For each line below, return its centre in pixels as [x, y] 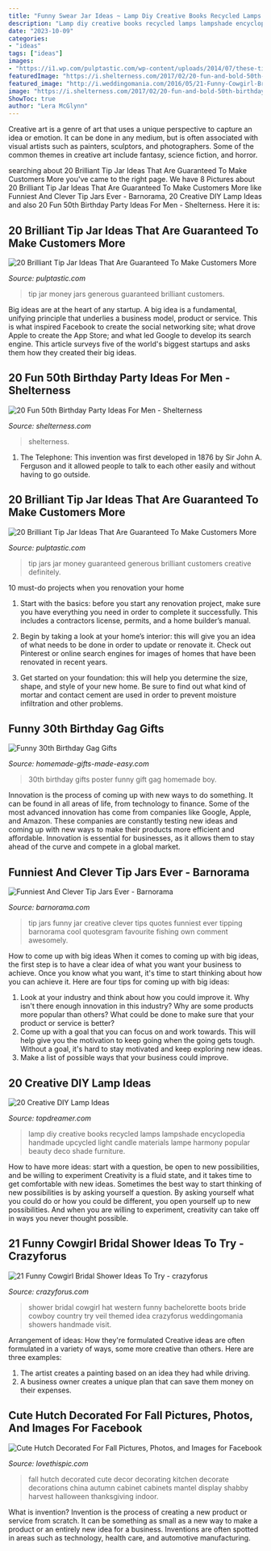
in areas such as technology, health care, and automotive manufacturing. [130, 1537]
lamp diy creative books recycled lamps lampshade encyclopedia [137, 1134]
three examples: [35, 1357]
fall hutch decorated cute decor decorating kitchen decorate [129, 1479]
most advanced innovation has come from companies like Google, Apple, [130, 812]
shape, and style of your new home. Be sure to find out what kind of [133, 686]
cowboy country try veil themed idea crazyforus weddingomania [135, 1316]
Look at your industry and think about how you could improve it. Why [135, 998]
